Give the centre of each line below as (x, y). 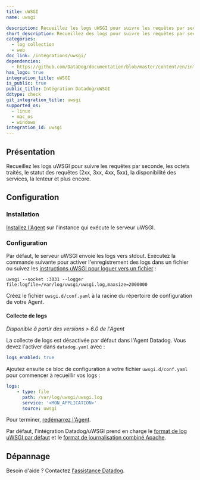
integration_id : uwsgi (34, 128)
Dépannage (28, 456)
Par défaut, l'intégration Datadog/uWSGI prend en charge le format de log (97, 431)
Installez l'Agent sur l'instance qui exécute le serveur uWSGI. (81, 227)
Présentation (31, 152)
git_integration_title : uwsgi (44, 100)
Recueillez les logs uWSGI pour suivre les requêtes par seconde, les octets (98, 166)
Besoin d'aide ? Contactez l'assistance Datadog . (65, 470)
